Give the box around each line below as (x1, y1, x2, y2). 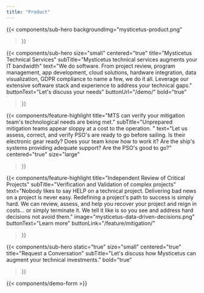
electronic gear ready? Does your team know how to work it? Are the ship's (6, 138, 195, 145)
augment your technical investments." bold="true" (6, 256, 132, 263)
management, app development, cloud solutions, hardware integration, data (6, 68, 197, 76)
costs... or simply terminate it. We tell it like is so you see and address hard (6, 207, 194, 214)
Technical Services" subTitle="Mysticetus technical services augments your (6, 55, 198, 63)
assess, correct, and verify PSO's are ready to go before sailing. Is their (6, 131, 186, 138)
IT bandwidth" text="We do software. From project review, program (6, 62, 175, 69)
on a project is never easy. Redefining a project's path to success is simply (6, 193, 194, 201)
